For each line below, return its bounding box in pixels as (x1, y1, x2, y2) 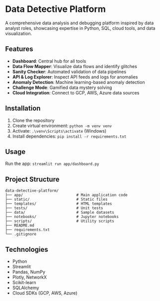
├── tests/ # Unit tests (5, 206, 103, 211)
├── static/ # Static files (5, 197, 108, 202)
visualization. (5, 30, 32, 36)
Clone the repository (12, 117, 55, 123)
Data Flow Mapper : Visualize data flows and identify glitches (12, 63, 138, 69)
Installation (5, 104, 41, 113)
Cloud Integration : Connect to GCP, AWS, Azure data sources (12, 89, 140, 95)
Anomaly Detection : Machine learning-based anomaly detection (12, 79, 145, 85)
